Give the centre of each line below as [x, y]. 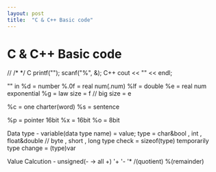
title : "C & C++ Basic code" [50, 20]
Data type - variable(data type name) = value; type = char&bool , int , [105, 133]
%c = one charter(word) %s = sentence [63, 107]
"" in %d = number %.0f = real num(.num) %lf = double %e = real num [107, 86]
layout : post [26, 13]
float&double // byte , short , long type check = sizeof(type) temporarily [108, 141]
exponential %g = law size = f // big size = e [69, 94]
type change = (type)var [42, 148]
